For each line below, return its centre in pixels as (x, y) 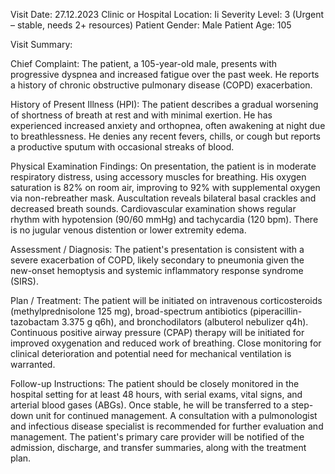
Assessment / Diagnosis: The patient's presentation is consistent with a (157, 249)
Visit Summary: (41, 44)
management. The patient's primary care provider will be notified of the (157, 437)
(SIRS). (24, 281)
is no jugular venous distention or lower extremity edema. (128, 230)
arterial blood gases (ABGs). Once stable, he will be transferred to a (150, 405)
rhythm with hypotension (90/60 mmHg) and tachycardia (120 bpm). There (164, 219)
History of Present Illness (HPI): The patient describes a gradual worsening (164, 104)
